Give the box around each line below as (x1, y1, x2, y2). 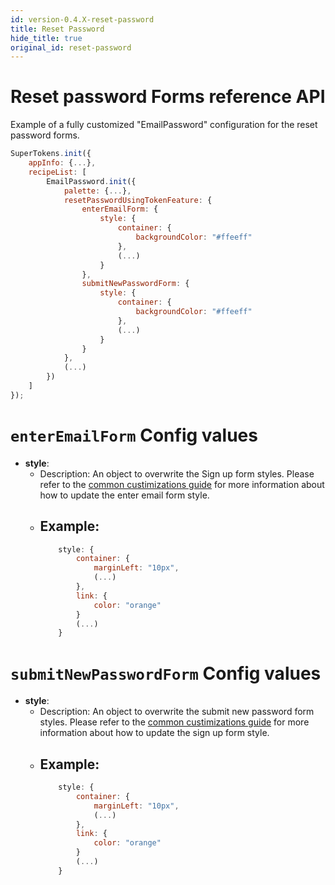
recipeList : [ (28, 167, 87, 177)
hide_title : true (10, 33, 83, 43)
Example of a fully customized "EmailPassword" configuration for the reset (10, 119, 318, 131)
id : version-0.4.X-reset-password (10, 14, 155, 25)
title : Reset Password (10, 24, 105, 34)
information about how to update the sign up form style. (39, 727, 270, 739)
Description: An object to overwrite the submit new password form (39, 706, 315, 718)
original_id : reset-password (10, 42, 132, 53)
